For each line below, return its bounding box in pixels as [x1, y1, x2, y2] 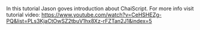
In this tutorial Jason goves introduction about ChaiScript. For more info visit [6, 5, 194, 12]
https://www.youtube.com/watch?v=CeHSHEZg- [41, 11, 162, 18]
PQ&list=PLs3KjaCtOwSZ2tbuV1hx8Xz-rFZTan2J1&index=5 [6, 18, 153, 24]
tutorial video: [6, 11, 41, 18]
